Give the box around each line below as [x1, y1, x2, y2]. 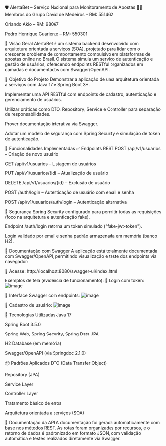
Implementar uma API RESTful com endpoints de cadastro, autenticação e [5, 91, 157, 97]
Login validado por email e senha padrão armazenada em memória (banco [5, 233, 158, 239]
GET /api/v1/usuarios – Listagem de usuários [5, 161, 96, 167]
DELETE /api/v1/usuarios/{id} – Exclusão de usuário [5, 180, 110, 185]
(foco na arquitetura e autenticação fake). [5, 214, 90, 220]
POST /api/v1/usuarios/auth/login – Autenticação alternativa [5, 199, 127, 205]
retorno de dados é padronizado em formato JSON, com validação [5, 430, 141, 436]
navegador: [5, 259, 29, 264]
